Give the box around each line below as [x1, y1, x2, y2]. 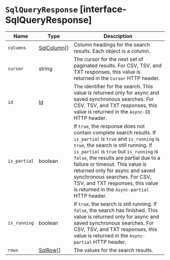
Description [103, 32, 133, 39]
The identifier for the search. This [73, 82, 153, 90]
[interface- [79, 4, 127, 15]
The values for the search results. [73, 246, 153, 253]
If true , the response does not [73, 122, 145, 129]
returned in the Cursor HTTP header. [73, 74, 160, 81]
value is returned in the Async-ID [73, 108, 151, 115]
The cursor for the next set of [73, 56, 144, 63]
